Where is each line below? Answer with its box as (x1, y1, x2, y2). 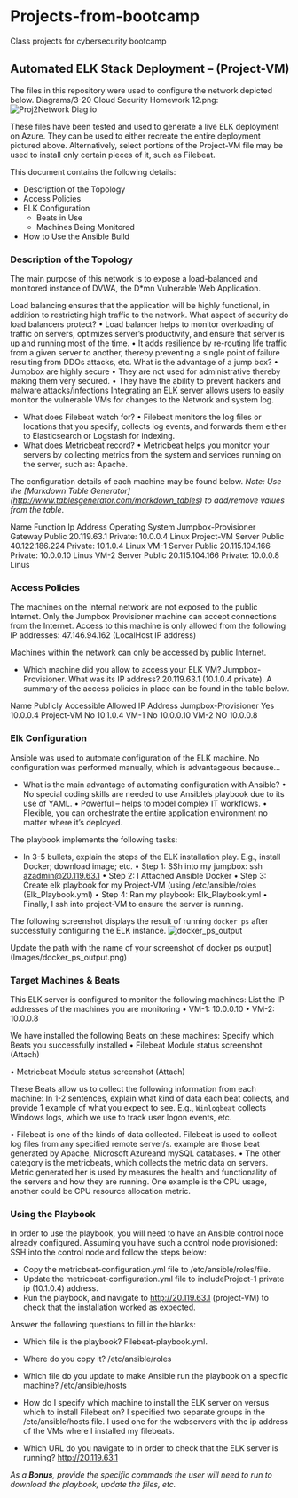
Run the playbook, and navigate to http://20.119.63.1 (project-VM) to (22, 1293, 270, 1303)
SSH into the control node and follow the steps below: (10, 1247, 207, 1258)
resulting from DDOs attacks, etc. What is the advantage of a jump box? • (10, 357, 278, 368)
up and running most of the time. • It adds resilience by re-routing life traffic (10, 338, 287, 348)
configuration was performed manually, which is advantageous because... (10, 761, 281, 772)
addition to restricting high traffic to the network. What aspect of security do (10, 309, 289, 321)
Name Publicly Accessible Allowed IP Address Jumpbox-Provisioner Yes (10, 700, 275, 712)
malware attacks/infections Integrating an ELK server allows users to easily (10, 385, 285, 396)
